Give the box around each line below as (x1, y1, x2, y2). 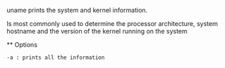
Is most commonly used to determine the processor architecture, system (6, 20, 218, 27)
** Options (6, 41, 38, 48)
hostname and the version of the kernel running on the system (6, 27, 188, 35)
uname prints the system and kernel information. (6, 6, 148, 14)
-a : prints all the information (6, 54, 105, 61)
